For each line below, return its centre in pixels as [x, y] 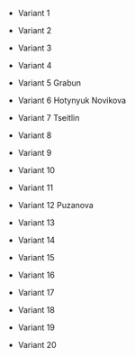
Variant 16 [36, 275]
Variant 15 [36, 257]
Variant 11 [36, 188]
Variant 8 [35, 135]
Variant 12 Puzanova [56, 205]
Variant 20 [37, 345]
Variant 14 [36, 240]
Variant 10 [36, 170]
